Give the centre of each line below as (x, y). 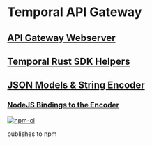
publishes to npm (32, 134)
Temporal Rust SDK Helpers (69, 61)
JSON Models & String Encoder (76, 85)
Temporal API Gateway (75, 12)
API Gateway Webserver (61, 38)
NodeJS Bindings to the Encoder (63, 105)
